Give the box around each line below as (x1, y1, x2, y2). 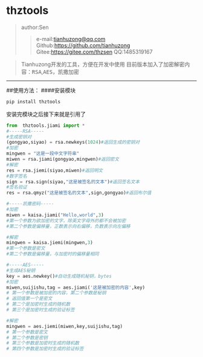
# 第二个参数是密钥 (6, 335, 48, 341)
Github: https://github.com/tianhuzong (36, 42, 130, 49)
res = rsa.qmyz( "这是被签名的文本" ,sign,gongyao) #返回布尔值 (6, 190, 152, 196)
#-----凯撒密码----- (6, 201, 54, 207)
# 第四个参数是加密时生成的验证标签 (6, 346, 84, 352)
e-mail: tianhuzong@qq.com (36, 35, 106, 42)
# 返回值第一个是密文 (6, 295, 53, 302)
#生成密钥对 (6, 133, 32, 140)
